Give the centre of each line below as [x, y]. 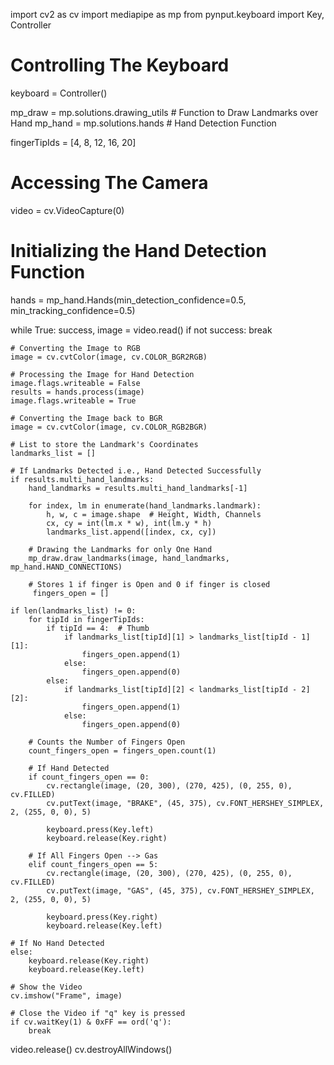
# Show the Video [46, 987]
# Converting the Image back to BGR [86, 418]
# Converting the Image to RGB [75, 348]
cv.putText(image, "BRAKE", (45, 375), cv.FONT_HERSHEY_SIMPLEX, [185, 803]
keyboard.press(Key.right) [102, 917]
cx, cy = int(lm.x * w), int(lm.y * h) [129, 523]
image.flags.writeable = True [73, 400]
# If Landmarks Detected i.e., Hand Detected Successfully [136, 470]
